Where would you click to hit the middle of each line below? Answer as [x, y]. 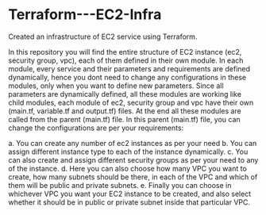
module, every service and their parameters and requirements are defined [129, 68]
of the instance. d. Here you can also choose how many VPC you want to [128, 168]
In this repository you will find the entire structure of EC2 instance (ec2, [125, 52]
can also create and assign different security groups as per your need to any [133, 159]
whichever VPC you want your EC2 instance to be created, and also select [130, 194]
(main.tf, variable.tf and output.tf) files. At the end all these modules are [125, 111]
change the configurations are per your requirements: [96, 128]
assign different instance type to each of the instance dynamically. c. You [128, 152]
